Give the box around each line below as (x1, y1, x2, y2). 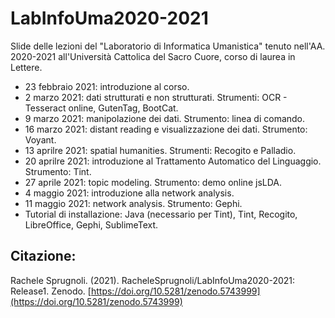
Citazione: (10, 248, 77, 265)
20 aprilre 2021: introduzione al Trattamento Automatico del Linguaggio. (24, 155, 322, 167)
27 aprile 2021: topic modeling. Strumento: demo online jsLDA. (24, 176, 283, 188)
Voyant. (24, 133, 57, 146)
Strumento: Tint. (24, 165, 92, 177)
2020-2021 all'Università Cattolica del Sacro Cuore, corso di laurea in (10, 50, 296, 62)
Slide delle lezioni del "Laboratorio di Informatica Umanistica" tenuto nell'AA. (10, 40, 326, 52)
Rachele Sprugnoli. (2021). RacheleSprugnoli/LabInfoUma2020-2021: (10, 274, 296, 286)
